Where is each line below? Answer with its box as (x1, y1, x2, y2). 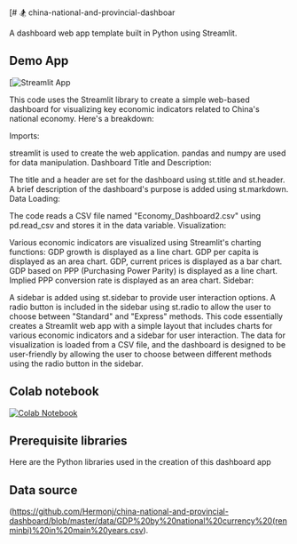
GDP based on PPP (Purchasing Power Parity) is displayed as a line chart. (9, 265, 277, 276)
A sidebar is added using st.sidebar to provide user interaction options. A (9, 292, 277, 302)
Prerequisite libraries (9, 434, 128, 449)
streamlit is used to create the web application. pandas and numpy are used (9, 148, 286, 158)
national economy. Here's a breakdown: (9, 113, 154, 124)
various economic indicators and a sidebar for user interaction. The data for (9, 330, 286, 340)
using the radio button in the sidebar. (9, 358, 144, 369)
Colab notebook (9, 384, 99, 399)
